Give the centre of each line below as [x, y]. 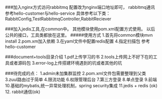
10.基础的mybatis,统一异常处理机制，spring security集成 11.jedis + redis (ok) [81, 86]
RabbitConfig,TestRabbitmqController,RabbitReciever [58, 19]
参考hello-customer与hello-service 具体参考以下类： [58, 13]
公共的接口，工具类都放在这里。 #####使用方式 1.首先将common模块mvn [79, 35]
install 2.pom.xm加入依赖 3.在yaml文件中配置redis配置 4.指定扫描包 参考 [78, 41]
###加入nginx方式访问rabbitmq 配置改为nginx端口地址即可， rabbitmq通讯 [80, 7]
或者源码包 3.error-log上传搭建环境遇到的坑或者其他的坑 [65, 63]
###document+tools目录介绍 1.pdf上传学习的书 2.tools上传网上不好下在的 [79, 57]
